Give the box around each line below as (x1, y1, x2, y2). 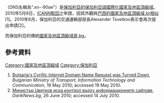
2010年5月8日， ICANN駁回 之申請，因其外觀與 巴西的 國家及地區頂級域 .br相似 (5, 10, 159, 16)
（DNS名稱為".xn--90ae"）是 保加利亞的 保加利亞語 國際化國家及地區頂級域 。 (5, 4, 158, 10)
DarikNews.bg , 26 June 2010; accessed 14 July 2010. (12, 92, 121, 98)
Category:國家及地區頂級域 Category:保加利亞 (5, 62, 98, 68)
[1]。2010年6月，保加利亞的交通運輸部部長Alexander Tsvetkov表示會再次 (5, 17, 152, 22)
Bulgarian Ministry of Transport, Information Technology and (12, 77, 135, 83)
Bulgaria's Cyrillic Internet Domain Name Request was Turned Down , (12, 72, 150, 78)
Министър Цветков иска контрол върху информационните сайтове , (12, 87, 154, 93)
